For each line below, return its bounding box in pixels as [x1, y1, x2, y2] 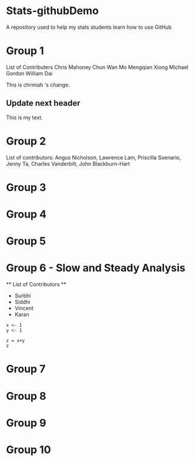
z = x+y [6, 338, 25, 344]
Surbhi [14, 292, 31, 299]
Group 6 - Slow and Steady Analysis [6, 262, 186, 274]
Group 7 [6, 363, 46, 376]
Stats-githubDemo [6, 4, 99, 18]
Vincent [14, 304, 34, 312]
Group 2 [6, 134, 46, 148]
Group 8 [6, 389, 46, 403]
